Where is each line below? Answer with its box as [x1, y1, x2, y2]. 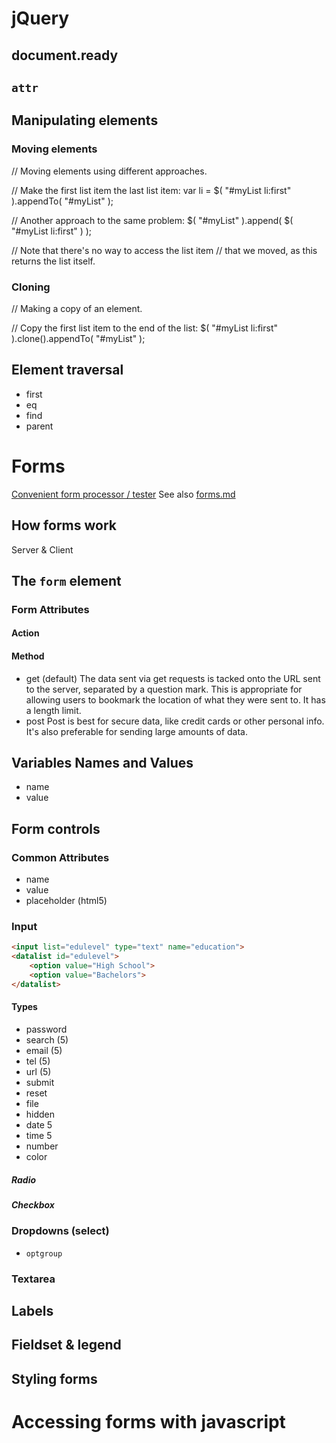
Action [11, 627, 40, 639]
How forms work [11, 517, 117, 534]
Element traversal [11, 362, 124, 379]
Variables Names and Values [11, 755, 194, 772]
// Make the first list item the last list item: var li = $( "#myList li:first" [11, 184, 292, 196]
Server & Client [11, 543, 74, 556]
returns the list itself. [11, 255, 96, 267]
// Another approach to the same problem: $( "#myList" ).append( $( [11, 214, 294, 226]
